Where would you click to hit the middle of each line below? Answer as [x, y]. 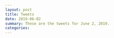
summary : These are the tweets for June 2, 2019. [57, 23]
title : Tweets [20, 14]
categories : [17, 28]
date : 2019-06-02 [23, 19]
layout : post [19, 10]
